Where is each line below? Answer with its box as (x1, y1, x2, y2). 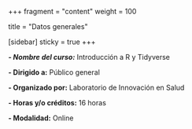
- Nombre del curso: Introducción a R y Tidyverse (8, 53, 171, 61)
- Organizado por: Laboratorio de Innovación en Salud (8, 83, 185, 92)
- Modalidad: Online (8, 113, 74, 123)
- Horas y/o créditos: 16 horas (8, 98, 106, 107)
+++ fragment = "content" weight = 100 (8, 7, 137, 16)
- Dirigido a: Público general (8, 68, 101, 77)
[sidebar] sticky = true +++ (8, 37, 96, 46)
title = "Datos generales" (8, 22, 88, 31)
